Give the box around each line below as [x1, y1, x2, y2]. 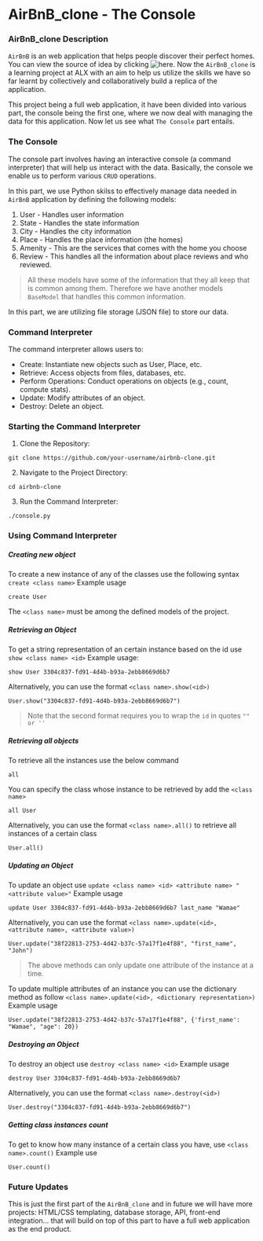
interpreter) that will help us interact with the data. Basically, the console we [8, 163, 254, 172]
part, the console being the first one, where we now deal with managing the [8, 108, 253, 118]
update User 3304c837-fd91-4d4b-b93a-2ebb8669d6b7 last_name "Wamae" [8, 904, 241, 912]
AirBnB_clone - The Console [8, 6, 196, 24]
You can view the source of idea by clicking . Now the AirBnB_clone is [8, 60, 256, 69]
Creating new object [8, 549, 76, 559]
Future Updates [8, 1181, 69, 1192]
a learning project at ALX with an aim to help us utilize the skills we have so [8, 68, 251, 78]
